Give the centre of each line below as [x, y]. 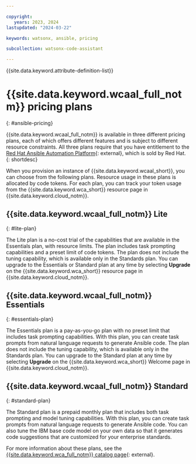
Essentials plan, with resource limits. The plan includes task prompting [91, 246]
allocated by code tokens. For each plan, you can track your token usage [94, 183]
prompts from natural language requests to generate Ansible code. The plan [98, 343]
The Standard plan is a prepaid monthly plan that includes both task [88, 412]
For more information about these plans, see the [64, 448]
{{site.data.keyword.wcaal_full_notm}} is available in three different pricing [96, 135]
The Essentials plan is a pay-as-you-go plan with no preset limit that [88, 330]
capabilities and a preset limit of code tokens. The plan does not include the [97, 252]
